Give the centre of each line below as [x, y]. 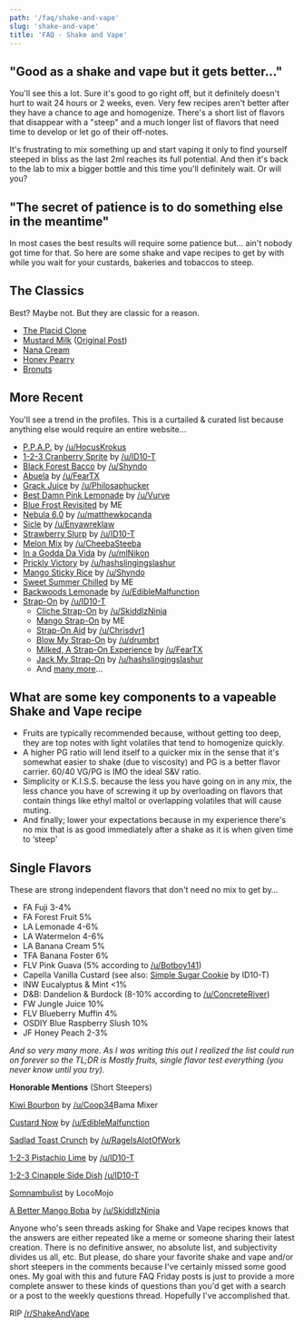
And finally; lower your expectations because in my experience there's [154, 820]
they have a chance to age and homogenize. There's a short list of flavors [147, 113]
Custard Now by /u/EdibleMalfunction [79, 1123]
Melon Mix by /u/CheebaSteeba [82, 543]
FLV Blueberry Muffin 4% [70, 1014]
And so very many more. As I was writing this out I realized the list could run [152, 1051]
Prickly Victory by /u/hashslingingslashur [99, 562]
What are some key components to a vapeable [143, 697]
